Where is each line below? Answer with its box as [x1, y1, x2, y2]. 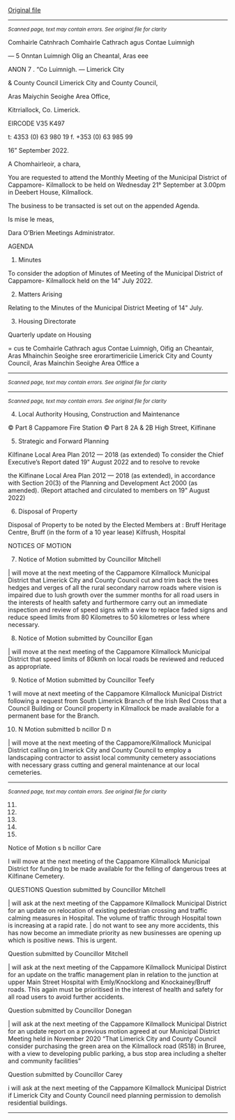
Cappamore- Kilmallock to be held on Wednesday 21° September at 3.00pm [8, 181, 226, 189]
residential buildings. [8, 1098, 68, 1107]
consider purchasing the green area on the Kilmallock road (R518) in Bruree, [8, 1042, 226, 1050]
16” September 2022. [8, 146, 69, 154]
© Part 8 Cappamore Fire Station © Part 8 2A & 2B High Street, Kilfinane [8, 423, 216, 432]
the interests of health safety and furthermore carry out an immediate [8, 598, 208, 606]
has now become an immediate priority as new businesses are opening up [8, 929, 222, 937]
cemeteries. [8, 769, 43, 776]
